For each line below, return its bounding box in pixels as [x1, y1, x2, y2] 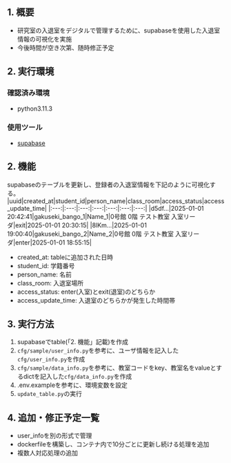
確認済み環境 [7, 88, 50, 98]
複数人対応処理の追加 [17, 448, 78, 457]
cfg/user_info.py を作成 [17, 355, 86, 363]
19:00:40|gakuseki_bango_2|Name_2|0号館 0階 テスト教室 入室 [7, 229, 188, 238]
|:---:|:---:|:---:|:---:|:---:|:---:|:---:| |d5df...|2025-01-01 [48, 204, 204, 212]
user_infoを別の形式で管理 [17, 431, 92, 440]
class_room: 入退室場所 [17, 278, 84, 287]
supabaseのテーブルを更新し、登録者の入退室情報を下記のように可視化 [7, 180, 210, 189]
